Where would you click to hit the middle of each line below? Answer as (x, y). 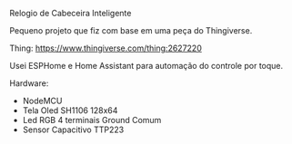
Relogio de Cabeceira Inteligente (70, 13)
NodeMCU (42, 101)
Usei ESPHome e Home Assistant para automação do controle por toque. (146, 66)
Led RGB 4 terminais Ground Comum (92, 120)
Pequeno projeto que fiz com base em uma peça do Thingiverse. (131, 30)
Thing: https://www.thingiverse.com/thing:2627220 (106, 48)
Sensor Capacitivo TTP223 (73, 130)
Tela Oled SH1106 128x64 (70, 110)
